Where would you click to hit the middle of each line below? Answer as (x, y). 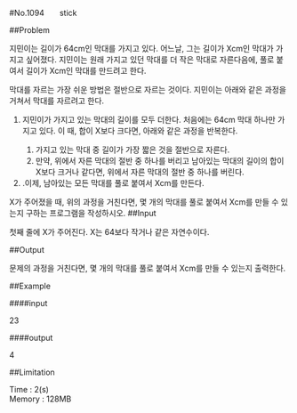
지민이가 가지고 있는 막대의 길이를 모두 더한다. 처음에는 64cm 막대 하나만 (148, 120)
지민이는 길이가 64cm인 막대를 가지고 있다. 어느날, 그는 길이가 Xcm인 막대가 (141, 49)
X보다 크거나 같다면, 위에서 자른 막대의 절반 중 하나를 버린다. (140, 172)
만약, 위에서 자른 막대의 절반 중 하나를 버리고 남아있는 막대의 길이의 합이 (160, 161)
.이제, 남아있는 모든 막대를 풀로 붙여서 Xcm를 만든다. (113, 183)
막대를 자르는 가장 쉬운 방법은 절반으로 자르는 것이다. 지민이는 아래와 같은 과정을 (148, 89)
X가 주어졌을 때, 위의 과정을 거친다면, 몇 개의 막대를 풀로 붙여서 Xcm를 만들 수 (144, 202)
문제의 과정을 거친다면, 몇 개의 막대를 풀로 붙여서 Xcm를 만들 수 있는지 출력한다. (148, 268)
